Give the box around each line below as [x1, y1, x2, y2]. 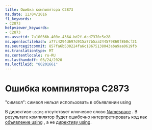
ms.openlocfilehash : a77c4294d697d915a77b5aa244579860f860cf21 [5, 39, 137, 44]
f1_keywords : [5, 16, 32, 21]
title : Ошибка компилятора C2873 [5, 7, 74, 12]
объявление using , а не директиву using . [5, 119, 92, 125]
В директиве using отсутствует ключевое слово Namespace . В [5, 109, 138, 115]
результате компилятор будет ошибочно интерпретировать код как [5, 114, 147, 120]
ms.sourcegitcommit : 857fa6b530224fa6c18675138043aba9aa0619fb [5, 44, 137, 49]
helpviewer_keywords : [5, 26, 50, 30]
